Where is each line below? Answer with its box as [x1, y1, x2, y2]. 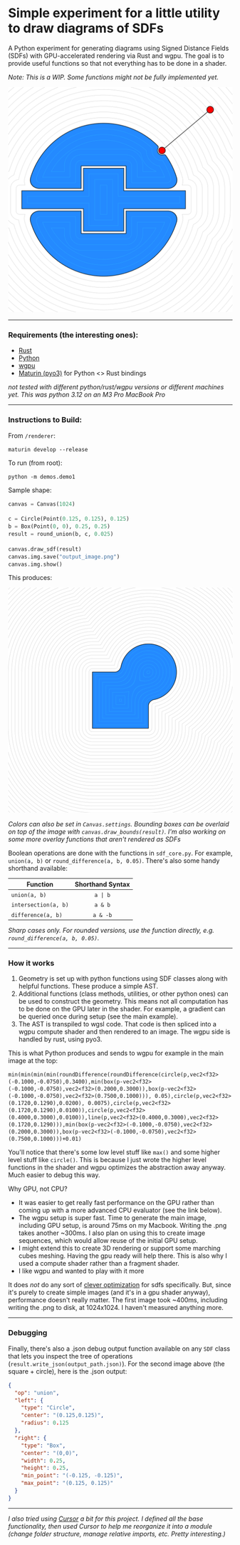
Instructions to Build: [8, 415, 83, 425]
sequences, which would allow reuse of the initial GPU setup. [18, 1236, 198, 1245]
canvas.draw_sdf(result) [8, 545, 82, 553]
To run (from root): [8, 459, 63, 467]
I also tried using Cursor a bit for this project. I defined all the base [8, 1514, 204, 1523]
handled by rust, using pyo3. [18, 1035, 103, 1044]
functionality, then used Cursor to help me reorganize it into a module [8, 1521, 213, 1530]
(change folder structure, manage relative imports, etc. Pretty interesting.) [8, 1529, 226, 1538]
